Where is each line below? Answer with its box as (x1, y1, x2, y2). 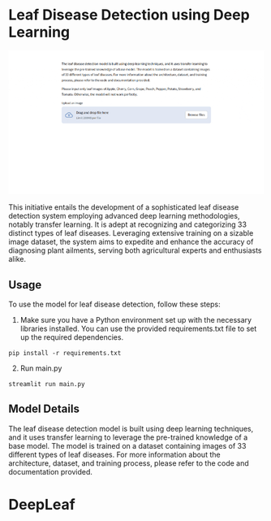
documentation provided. (8, 467, 93, 476)
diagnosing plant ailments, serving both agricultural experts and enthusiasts (8, 245, 262, 255)
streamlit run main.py (8, 380, 85, 389)
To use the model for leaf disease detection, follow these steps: (8, 299, 221, 310)
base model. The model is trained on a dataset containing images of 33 (8, 441, 247, 450)
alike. (8, 254, 27, 264)
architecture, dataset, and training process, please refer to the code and (8, 458, 249, 468)
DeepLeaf (8, 496, 75, 514)
